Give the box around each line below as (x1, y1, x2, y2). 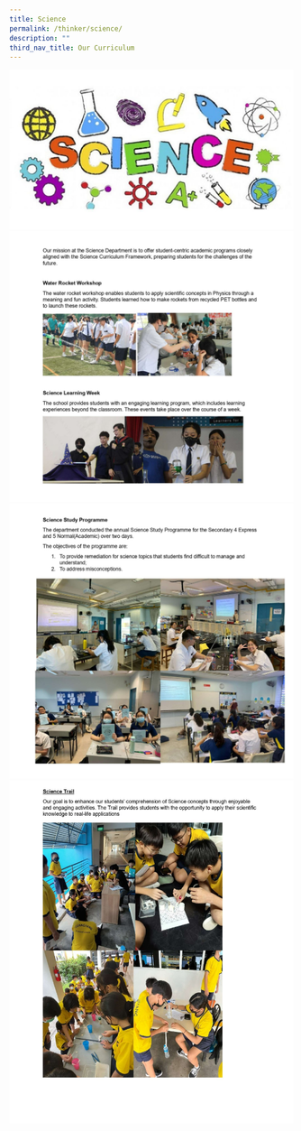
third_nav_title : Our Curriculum (9, 43, 135, 52)
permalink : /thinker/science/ (9, 23, 123, 33)
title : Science (9, 14, 67, 23)
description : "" (9, 33, 70, 42)
